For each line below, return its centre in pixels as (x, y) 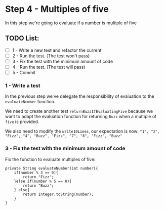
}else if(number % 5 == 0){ (43, 181)
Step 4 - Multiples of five (57, 9)
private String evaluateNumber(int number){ (52, 168)
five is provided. (22, 122)
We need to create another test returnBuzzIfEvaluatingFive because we (79, 111)
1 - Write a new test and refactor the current (57, 50)
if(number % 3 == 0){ (36, 172)
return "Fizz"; (39, 177)
